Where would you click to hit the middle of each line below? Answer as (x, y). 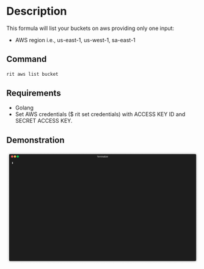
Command (27, 59)
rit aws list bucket (33, 74)
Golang (24, 108)
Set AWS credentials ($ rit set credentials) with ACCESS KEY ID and (100, 114)
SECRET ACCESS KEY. (44, 121)
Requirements (34, 93)
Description (37, 11)
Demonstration (36, 140)
